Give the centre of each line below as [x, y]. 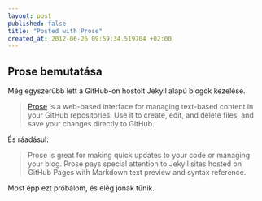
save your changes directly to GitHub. [91, 124]
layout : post [30, 16]
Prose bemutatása [55, 71]
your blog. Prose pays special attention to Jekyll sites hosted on [135, 164]
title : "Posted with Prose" [55, 31]
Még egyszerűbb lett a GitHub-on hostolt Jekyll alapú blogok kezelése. [127, 91]
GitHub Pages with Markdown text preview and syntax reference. [137, 173]
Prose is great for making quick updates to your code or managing [139, 156]
